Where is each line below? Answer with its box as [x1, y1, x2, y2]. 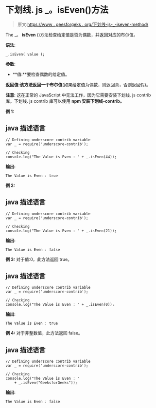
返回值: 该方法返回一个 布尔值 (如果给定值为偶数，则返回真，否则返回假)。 [5, 81, 151, 88]
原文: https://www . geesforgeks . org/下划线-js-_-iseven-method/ [17, 21, 149, 27]
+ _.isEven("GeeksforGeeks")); [14, 380, 78, 385]
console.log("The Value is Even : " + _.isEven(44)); [5, 154, 117, 159]
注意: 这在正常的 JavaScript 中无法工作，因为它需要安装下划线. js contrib [5, 92, 151, 98]
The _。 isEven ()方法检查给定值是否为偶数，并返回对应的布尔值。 [5, 32, 138, 37]
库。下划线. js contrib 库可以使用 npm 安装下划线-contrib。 [5, 98, 124, 104]
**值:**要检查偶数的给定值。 [12, 71, 69, 77]
